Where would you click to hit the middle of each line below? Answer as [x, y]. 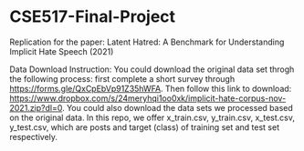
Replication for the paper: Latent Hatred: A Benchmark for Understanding [147, 42]
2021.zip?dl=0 [36, 107]
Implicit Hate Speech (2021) [62, 51]
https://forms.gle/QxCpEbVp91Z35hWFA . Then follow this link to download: [151, 88]
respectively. [33, 136]
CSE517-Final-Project [93, 17]
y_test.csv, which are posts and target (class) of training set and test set [145, 127]
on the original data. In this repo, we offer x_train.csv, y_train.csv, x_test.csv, [152, 117]
